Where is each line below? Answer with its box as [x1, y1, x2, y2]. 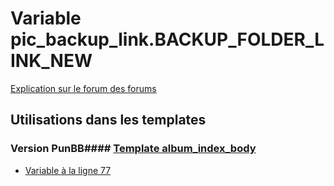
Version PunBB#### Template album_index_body [10, 142, 257, 156]
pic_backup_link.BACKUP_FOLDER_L [10, 28, 325, 51]
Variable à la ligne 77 [24, 164, 112, 176]
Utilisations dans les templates [10, 112, 207, 129]
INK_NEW [10, 50, 93, 72]
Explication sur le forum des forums [10, 82, 157, 94]
